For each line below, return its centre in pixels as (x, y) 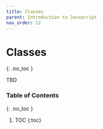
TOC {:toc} (28, 120)
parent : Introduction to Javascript (51, 17)
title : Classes (25, 12)
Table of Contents (33, 96)
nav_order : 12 (24, 23)
